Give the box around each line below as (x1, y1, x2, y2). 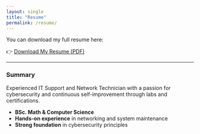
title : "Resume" (6, 14, 46, 20)
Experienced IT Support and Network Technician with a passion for (6, 84, 171, 91)
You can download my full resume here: (6, 36, 104, 43)
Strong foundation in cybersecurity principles (14, 121, 128, 128)
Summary (6, 71, 36, 79)
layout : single (6, 8, 44, 15)
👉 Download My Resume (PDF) (6, 48, 85, 55)
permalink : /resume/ (6, 20, 58, 26)
